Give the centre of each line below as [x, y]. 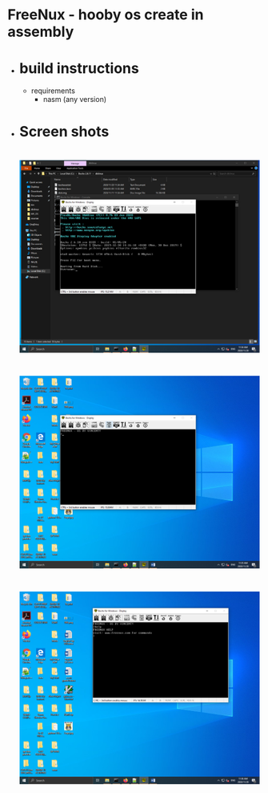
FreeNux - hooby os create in [106, 15]
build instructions [79, 69]
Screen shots [64, 132]
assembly [41, 32]
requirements [53, 91]
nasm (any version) [75, 100]
